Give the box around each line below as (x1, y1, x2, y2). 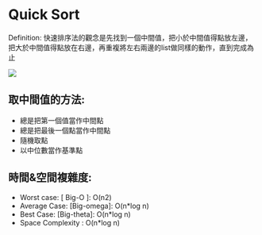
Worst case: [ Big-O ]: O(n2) (19, 192, 113, 202)
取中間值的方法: (8, 93, 86, 106)
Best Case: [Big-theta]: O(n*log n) (19, 209, 131, 219)
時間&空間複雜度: (8, 171, 93, 184)
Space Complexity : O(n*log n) (19, 218, 121, 227)
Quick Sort (8, 6, 80, 24)
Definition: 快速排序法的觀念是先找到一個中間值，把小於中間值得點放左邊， (8, 33, 252, 42)
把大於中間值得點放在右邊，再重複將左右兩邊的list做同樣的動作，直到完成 (8, 42, 248, 52)
